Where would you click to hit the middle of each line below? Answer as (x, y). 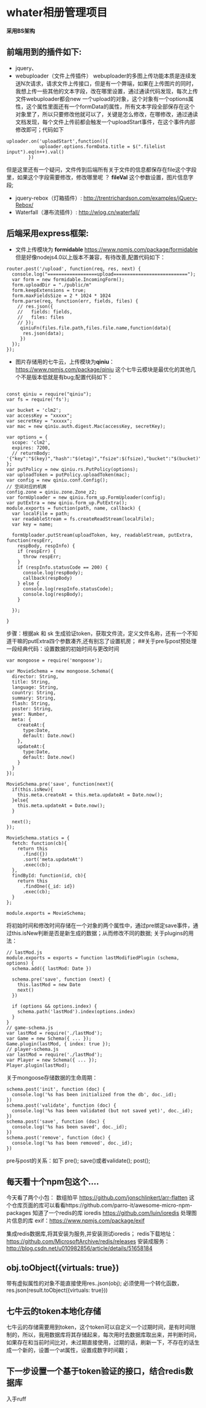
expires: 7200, (31, 448)
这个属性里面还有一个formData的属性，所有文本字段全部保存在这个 (110, 106)
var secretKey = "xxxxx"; (39, 421)
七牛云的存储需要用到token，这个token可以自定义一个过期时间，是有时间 (98, 1327)
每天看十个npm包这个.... (53, 1181)
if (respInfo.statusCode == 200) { (63, 567)
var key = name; (32, 524)
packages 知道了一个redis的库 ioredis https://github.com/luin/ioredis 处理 (99, 1213)
